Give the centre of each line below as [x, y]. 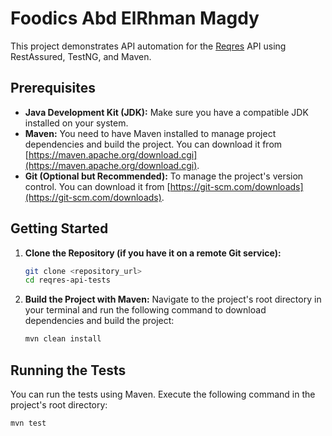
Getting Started [59, 228]
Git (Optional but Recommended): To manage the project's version [164, 176]
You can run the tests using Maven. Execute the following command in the [163, 394]
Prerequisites [53, 88]
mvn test [28, 423]
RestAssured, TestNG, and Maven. [81, 56]
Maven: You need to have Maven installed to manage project [150, 133]
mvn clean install [63, 339]
